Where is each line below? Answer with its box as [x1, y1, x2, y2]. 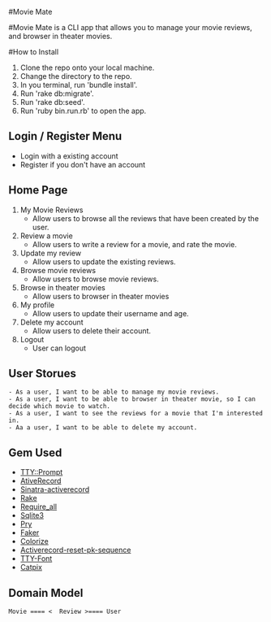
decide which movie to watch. [8, 402, 111, 411]
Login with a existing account [19, 150, 119, 161]
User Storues [8, 367, 77, 381]
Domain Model [8, 585, 84, 600]
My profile [19, 300, 55, 310]
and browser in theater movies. [8, 32, 113, 41]
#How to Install [8, 47, 59, 56]
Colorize [19, 537, 49, 546]
